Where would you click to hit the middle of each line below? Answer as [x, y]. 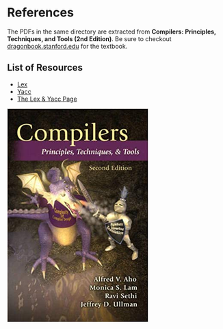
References [40, 13]
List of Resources [45, 68]
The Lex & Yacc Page [47, 99]
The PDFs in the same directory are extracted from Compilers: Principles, [112, 32]
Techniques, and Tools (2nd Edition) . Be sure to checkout [90, 38]
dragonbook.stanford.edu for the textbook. [67, 46]
